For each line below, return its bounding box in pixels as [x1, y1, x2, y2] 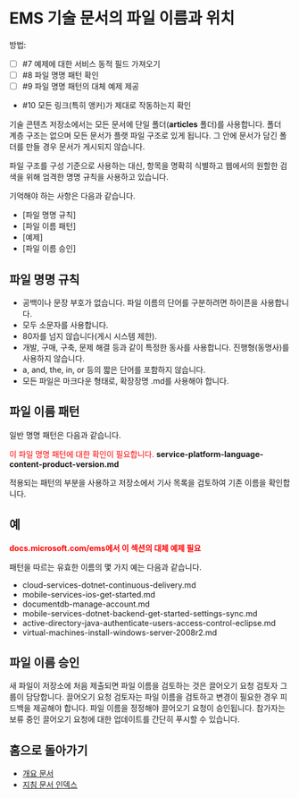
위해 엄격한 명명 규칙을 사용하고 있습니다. [25, 172, 170, 183]
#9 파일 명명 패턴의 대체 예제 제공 [21, 81, 140, 92]
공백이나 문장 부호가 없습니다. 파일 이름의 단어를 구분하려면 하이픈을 [21, 297, 259, 308]
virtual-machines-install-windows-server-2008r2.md [21, 627, 218, 638]
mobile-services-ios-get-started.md [21, 589, 156, 599]
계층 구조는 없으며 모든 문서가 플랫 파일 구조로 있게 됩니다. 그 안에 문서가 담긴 [9, 131, 278, 141]
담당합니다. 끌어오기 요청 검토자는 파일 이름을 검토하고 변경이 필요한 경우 [25, 692, 278, 702]
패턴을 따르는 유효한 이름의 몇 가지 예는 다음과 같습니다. [9, 561, 203, 573]
